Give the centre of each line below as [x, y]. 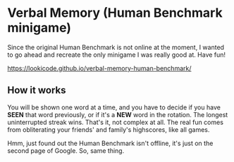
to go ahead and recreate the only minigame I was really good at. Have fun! [117, 55]
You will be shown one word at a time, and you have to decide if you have [114, 107]
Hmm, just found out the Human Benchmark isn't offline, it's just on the [110, 143]
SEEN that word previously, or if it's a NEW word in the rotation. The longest [118, 114]
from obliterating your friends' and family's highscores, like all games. [109, 129]
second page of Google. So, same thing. [66, 150]
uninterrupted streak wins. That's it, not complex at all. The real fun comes [116, 122]
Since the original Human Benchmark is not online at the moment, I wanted [116, 47]
